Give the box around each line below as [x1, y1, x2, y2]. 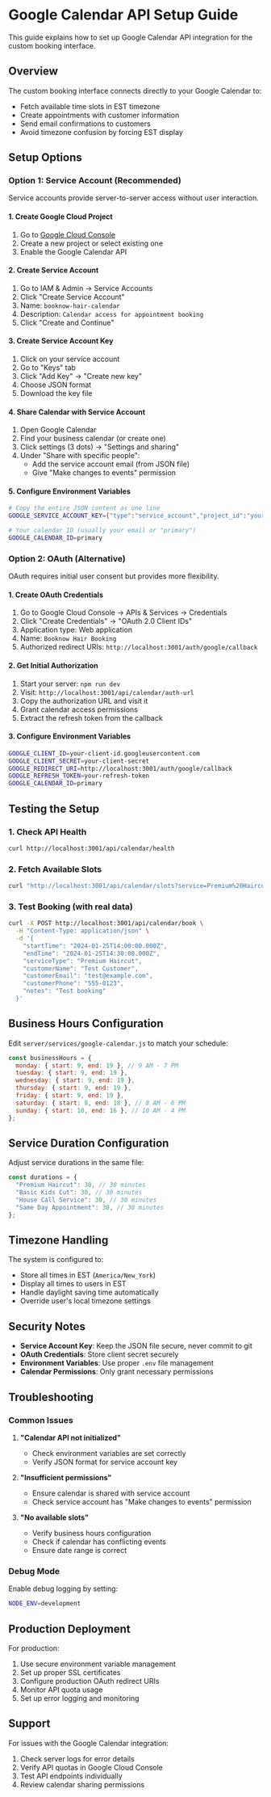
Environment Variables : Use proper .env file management [19, 1358, 214, 1368]
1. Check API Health [8, 826, 87, 837]
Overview [8, 65, 59, 78]
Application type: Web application [19, 625, 133, 635]
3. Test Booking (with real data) [8, 901, 133, 912]
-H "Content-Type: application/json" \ [15, 927, 150, 935]
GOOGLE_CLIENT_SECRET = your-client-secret [8, 757, 150, 765]
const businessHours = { [8, 1054, 92, 1062]
